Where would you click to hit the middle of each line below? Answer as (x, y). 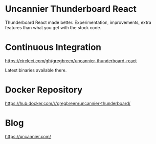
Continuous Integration (53, 47)
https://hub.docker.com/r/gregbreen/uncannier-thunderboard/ (68, 103)
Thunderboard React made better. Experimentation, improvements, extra (78, 22)
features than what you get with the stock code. (53, 27)
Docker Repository (44, 90)
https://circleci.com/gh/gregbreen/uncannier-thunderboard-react (71, 61)
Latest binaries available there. (36, 70)
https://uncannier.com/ (28, 136)
